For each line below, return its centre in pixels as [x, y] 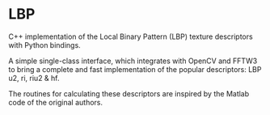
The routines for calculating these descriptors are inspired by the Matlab [129, 93]
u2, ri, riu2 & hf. [34, 78]
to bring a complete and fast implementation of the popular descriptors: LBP [135, 69]
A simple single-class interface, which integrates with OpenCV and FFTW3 [133, 61]
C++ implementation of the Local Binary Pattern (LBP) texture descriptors [131, 36]
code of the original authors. [56, 102]
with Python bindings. [44, 45]
